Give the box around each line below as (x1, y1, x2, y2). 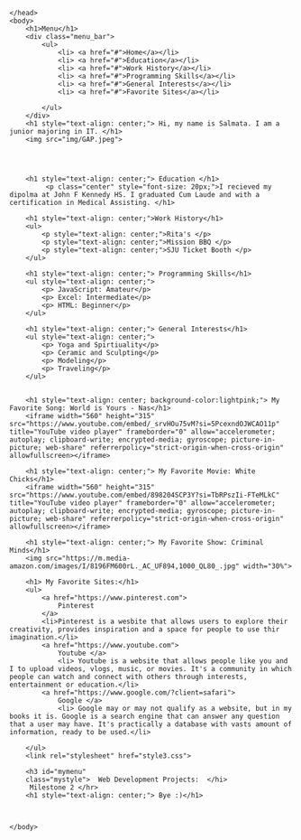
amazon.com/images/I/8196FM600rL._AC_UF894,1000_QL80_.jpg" (9, 562, 241, 571)
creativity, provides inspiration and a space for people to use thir (9, 625, 280, 634)
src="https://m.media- (45, 554, 131, 563)
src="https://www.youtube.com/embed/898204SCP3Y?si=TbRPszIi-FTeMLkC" (9, 490, 280, 499)
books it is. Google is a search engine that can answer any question (9, 712, 280, 721)
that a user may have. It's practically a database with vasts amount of (9, 720, 293, 729)
